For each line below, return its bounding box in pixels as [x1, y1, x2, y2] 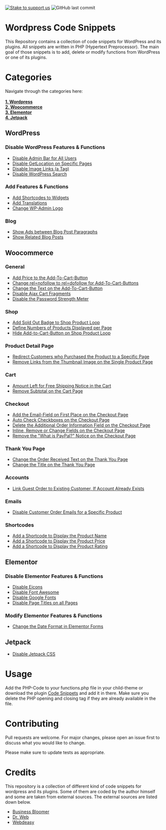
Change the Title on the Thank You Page [12, 462, 95, 468]
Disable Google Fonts [12, 594, 56, 601]
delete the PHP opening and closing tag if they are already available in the [5, 695, 156, 701]
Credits [5, 767, 36, 778]
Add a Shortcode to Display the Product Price [12, 538, 106, 544]
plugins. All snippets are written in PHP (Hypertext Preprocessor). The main [5, 44, 160, 50]
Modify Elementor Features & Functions [5, 612, 103, 619]
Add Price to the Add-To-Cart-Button [12, 275, 88, 281]
